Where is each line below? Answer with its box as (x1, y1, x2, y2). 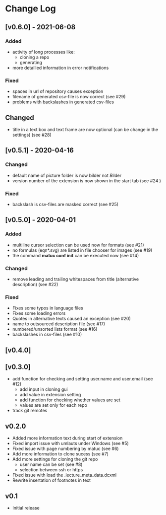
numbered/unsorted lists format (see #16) (12, 326, 98, 332)
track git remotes (12, 408, 48, 414)
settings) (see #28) (12, 132, 52, 138)
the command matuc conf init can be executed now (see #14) (12, 252, 139, 258)
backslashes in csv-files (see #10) (12, 331, 82, 338)
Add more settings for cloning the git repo (12, 456, 98, 462)
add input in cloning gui (19, 386, 68, 392)
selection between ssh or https (19, 467, 83, 473)
